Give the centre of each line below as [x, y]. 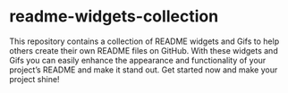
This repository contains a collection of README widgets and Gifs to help [144, 41]
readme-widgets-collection [114, 17]
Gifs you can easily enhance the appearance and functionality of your [138, 60]
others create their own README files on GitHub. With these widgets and [144, 50]
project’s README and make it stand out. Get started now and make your [144, 70]
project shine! [34, 79]
